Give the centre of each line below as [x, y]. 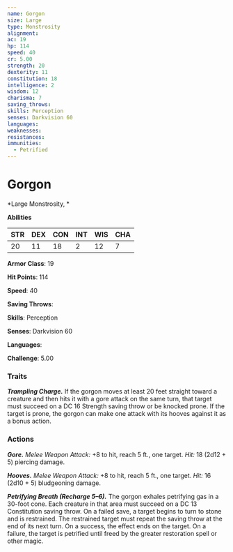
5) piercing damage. [36, 462]
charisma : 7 [24, 98]
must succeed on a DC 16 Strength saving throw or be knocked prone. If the [116, 406]
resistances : [26, 137]
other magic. [25, 541]
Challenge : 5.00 [31, 358]
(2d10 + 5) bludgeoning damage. [54, 483]
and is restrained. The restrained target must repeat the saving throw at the [115, 519]
